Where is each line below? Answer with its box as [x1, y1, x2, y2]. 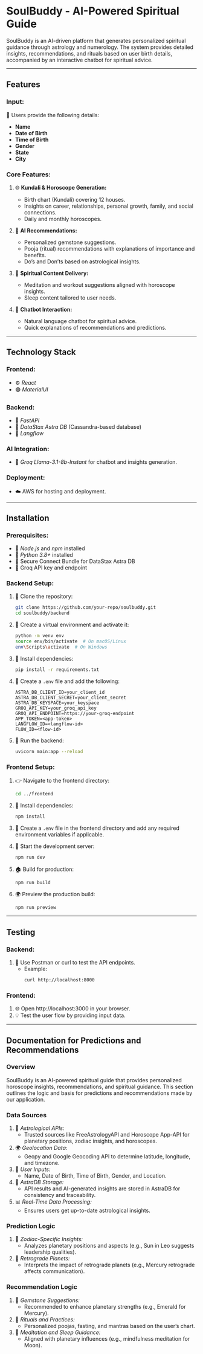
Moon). [24, 1341, 42, 1349]
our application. [6, 1096, 45, 1103]
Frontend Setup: [6, 763, 56, 771]
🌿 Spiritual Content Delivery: [14, 269, 89, 277]
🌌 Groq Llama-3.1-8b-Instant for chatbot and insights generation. [14, 458, 177, 466]
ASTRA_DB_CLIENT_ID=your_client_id [14, 689, 105, 695]
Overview [6, 1063, 36, 1071]
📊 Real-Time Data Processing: [14, 1198, 92, 1205]
